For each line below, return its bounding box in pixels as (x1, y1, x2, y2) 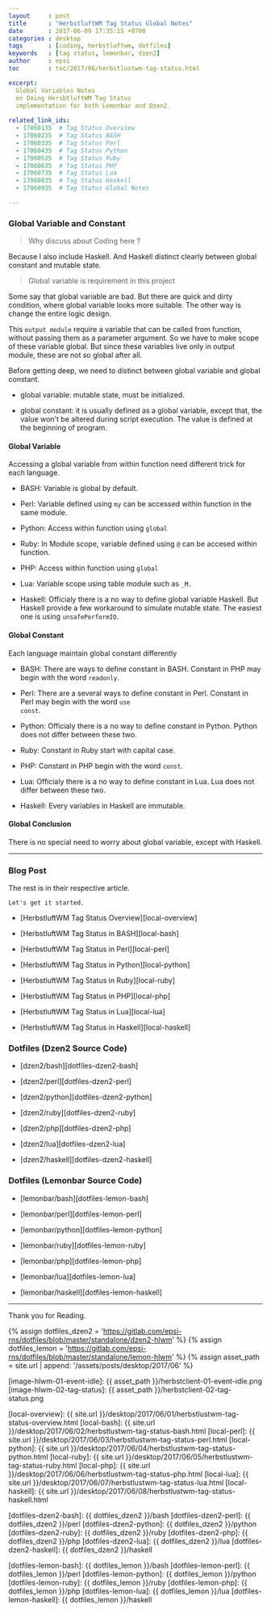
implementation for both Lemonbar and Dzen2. (15, 102, 172, 110)
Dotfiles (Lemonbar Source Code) (8, 1175, 143, 1186)
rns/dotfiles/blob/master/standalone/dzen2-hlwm (8, 1334, 173, 1345)
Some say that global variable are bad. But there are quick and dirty (8, 292, 233, 301)
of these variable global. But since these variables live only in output (8, 342, 236, 351)
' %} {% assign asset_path (172, 1352, 261, 1362)
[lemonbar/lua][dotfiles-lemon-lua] (19, 1271, 136, 1281)
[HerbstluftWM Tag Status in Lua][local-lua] (19, 1007, 165, 1017)
